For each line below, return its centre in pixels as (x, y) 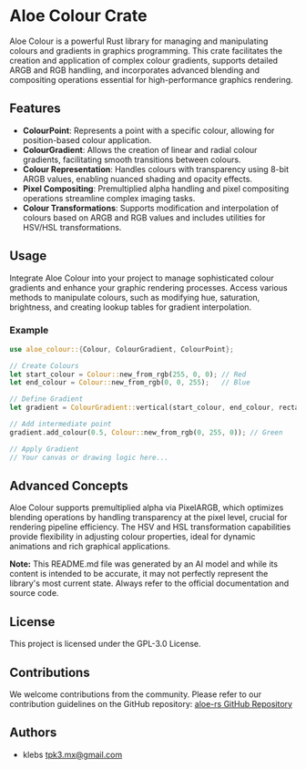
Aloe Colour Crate (78, 16)
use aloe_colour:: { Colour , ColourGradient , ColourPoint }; (122, 349)
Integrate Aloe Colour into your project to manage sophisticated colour (142, 278)
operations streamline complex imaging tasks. (109, 198)
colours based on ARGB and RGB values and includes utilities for (144, 217)
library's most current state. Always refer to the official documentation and (149, 583)
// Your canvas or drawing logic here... (89, 457)
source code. (34, 593)
